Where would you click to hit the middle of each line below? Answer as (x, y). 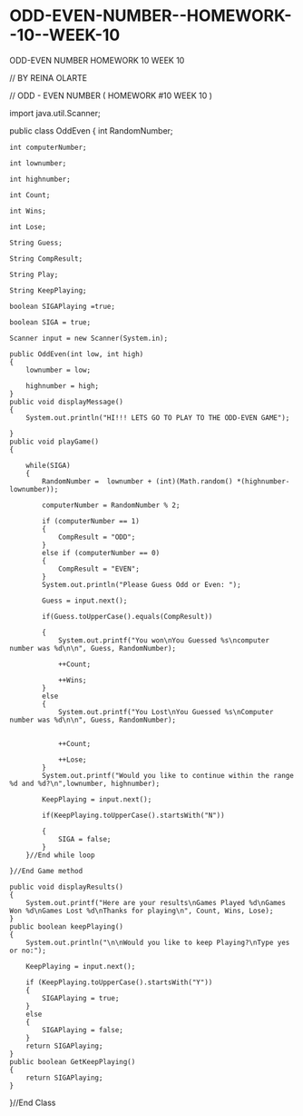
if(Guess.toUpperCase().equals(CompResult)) (127, 616)
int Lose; (28, 227)
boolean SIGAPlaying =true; (63, 306)
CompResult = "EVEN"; (99, 569)
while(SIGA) (48, 465)
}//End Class (33, 1102)
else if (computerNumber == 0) (101, 553)
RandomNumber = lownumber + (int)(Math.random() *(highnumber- (166, 481)
